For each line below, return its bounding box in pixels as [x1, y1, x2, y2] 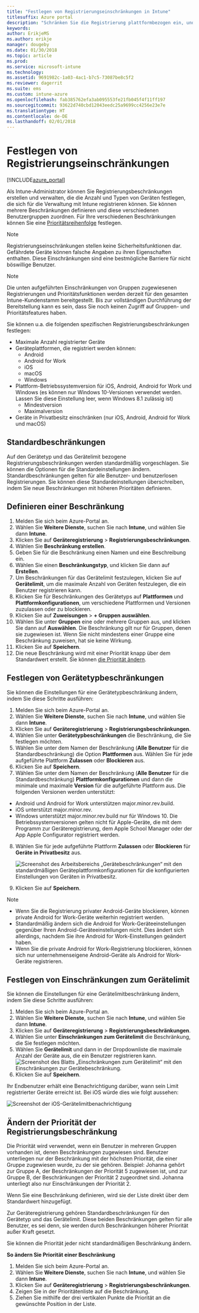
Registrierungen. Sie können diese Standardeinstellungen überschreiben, [6, 478, 185, 485]
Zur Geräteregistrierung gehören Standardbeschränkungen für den [6, 1209, 170, 1217]
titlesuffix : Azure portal [6, 14, 73, 20]
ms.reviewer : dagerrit [6, 81, 63, 86]
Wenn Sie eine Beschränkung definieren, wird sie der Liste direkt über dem [6, 1192, 189, 1199]
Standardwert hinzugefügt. [6, 1198, 73, 1205]
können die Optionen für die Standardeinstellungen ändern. [6, 465, 151, 472]
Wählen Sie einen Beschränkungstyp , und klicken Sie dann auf [15, 561, 170, 568]
